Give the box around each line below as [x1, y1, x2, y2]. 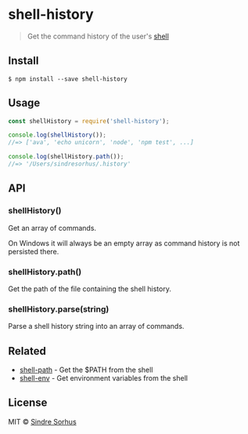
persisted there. [8, 246, 59, 256]
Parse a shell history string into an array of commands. [8, 322, 185, 331]
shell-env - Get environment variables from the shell [19, 374, 188, 383]
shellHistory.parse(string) [8, 304, 110, 315]
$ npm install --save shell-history [8, 75, 128, 83]
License [8, 396, 48, 410]
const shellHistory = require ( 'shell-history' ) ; [8, 117, 170, 125]
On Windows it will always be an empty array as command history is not [8, 238, 240, 248]
